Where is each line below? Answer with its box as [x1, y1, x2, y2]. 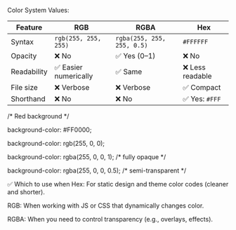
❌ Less [182, 62, 206, 72]
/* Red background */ [7, 112, 70, 120]
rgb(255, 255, [54, 34, 102, 42]
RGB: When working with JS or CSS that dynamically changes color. [7, 201, 204, 210]
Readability [11, 67, 48, 76]
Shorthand [11, 94, 46, 104]
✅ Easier [54, 62, 83, 72]
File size [11, 83, 39, 92]
